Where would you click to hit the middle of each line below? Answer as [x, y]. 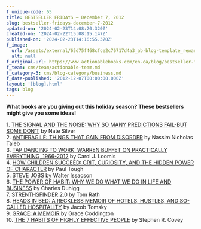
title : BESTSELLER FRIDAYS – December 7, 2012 [65, 17]
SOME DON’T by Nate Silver [41, 131]
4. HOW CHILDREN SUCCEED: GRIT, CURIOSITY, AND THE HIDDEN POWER [100, 163]
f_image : [17, 45]
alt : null [24, 56]
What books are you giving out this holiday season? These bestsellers [95, 106]
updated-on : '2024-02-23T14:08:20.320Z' [57, 28]
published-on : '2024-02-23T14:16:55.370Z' [60, 39]
